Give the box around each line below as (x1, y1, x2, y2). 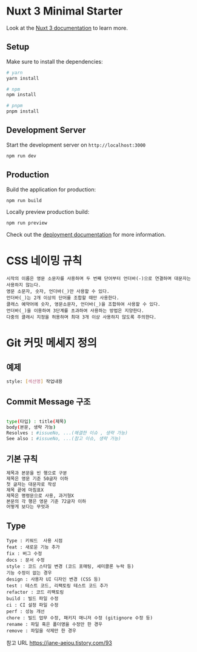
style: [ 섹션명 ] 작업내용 (6, 378, 63, 385)
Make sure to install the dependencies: (6, 58, 103, 65)
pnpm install (6, 108, 39, 114)
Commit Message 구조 (6, 397, 91, 407)
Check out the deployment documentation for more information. (6, 231, 166, 239)
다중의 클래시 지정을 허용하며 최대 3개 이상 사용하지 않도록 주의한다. (6, 314, 156, 320)
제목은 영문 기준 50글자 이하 (6, 476, 68, 482)
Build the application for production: (6, 186, 96, 193)
